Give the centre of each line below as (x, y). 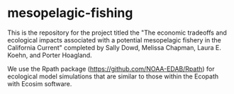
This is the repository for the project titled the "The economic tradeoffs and (117, 33)
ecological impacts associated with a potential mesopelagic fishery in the (114, 40)
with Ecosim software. (40, 83)
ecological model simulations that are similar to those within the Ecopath (113, 76)
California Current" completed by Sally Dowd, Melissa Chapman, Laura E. (115, 47)
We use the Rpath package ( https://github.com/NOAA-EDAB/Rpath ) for (111, 69)
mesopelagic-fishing (70, 13)
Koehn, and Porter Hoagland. (50, 55)
